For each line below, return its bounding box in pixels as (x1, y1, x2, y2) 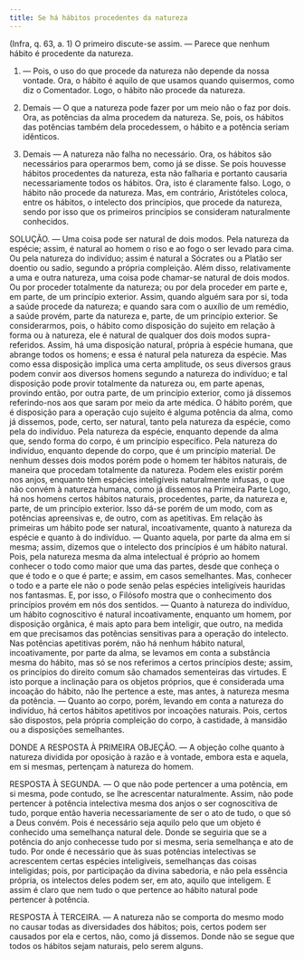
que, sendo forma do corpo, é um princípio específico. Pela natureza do (9, 436, 278, 446)
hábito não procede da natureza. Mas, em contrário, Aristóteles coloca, (22, 187, 289, 197)
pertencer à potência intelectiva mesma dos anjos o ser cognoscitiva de (9, 798, 278, 809)
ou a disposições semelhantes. (9, 724, 125, 734)
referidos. (9, 339, 46, 350)
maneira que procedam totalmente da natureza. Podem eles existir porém (9, 464, 283, 475)
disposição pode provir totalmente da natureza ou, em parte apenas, (9, 378, 265, 389)
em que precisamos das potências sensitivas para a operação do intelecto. (9, 628, 290, 638)
